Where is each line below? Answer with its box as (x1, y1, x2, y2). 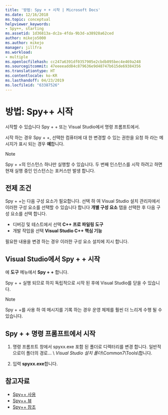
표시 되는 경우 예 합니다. (18, 141, 65, 147)
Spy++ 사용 (12, 391, 36, 397)
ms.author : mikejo (5, 40, 44, 45)
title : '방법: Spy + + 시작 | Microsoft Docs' (5, 7, 101, 13)
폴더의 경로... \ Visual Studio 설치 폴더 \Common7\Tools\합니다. (26, 350, 152, 356)
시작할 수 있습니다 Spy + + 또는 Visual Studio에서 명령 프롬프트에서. (5, 123, 140, 129)
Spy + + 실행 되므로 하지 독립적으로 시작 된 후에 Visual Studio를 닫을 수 (5, 280, 147, 286)
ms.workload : (5, 50, 33, 55)
